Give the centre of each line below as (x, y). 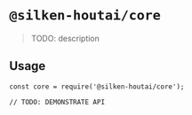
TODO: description (65, 38)
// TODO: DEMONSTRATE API (57, 102)
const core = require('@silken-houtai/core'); (97, 87)
